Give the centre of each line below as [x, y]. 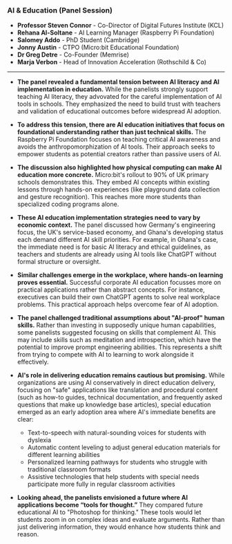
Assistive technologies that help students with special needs [113, 477]
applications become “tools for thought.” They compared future [110, 505]
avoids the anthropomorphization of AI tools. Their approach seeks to [116, 147]
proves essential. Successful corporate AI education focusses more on [119, 283]
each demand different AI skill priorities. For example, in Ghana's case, [118, 240]
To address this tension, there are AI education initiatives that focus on [121, 125]
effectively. [33, 362]
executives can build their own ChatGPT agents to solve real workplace [119, 297]
